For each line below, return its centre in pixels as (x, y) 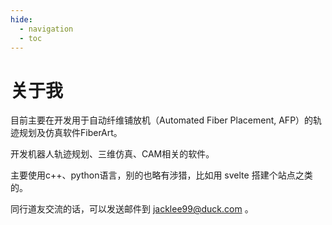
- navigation (46, 29)
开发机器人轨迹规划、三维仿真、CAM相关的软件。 (112, 154)
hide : (21, 19)
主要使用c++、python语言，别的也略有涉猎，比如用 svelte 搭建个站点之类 (161, 175)
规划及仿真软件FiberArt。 (70, 133)
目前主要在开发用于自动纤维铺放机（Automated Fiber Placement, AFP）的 (162, 120)
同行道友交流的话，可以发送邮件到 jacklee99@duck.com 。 (132, 209)
